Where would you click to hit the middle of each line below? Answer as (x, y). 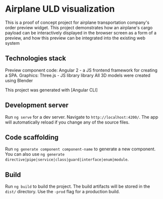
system (12, 43)
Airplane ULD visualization (60, 9)
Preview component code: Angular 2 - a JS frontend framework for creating (81, 70)
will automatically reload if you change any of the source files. (67, 122)
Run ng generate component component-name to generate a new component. (81, 149)
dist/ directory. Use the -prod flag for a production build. (62, 192)
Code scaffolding (32, 137)
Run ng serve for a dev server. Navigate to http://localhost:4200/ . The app (82, 117)
